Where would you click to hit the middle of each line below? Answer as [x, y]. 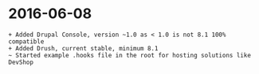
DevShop [21, 62]
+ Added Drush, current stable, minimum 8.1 [83, 48]
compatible [26, 41]
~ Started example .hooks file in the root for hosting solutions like [129, 55]
